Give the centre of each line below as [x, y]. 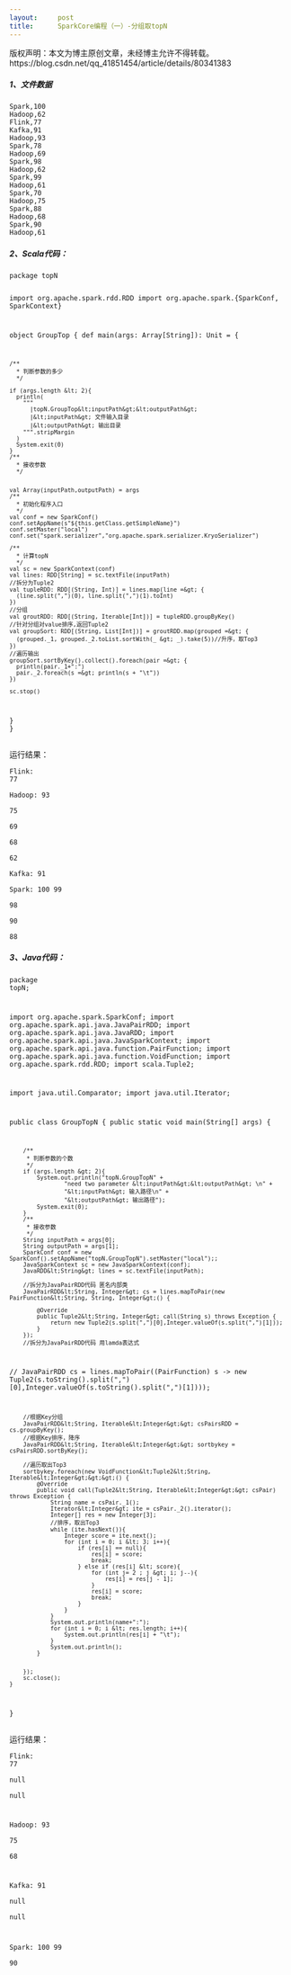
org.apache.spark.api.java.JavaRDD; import [92, 1032]
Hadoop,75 [28, 201]
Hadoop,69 [28, 154]
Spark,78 [26, 146]
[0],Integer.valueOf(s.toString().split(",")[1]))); [110, 1387]
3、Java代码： [37, 958]
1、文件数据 [31, 85]
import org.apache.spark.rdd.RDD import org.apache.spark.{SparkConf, [144, 299]
